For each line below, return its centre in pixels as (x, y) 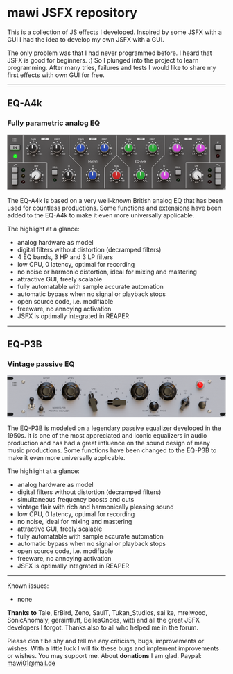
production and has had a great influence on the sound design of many (109, 443)
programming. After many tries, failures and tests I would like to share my (112, 67)
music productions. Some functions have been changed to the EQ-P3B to (112, 450)
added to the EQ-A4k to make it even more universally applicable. (101, 215)
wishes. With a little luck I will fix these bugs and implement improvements (113, 648)
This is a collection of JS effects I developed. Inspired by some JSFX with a (114, 32)
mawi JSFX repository (72, 13)
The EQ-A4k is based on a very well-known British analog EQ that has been (115, 200)
